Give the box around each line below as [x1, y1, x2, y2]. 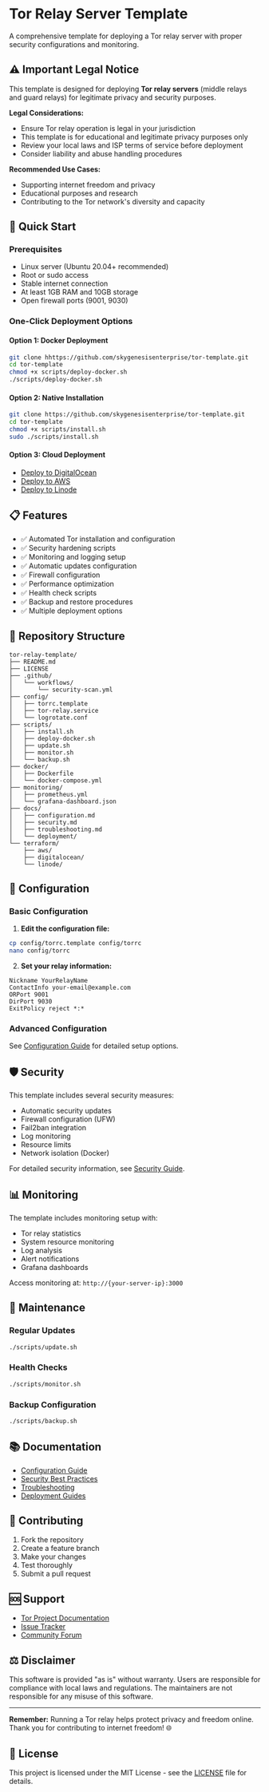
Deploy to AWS [20, 476, 71, 485]
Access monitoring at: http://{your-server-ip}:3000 [9, 1278, 184, 1288]
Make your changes [20, 1552, 86, 1561]
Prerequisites [9, 244, 62, 255]
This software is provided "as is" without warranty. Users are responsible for [9, 1675, 261, 1684]
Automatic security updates [20, 1106, 113, 1116]
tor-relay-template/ [9, 651, 78, 659]
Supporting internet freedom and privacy [20, 180, 156, 189]
